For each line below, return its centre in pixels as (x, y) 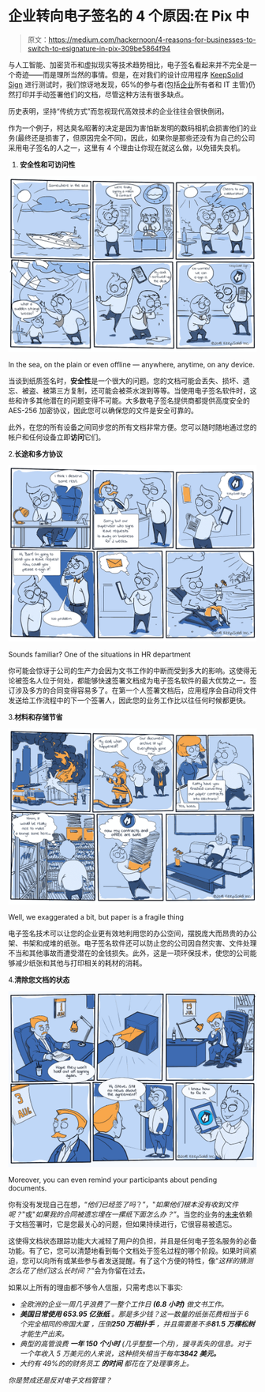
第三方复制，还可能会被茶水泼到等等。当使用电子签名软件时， (149, 391)
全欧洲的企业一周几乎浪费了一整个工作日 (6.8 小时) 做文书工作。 (124, 1304)
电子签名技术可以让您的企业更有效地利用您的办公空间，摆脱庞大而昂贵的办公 (132, 933)
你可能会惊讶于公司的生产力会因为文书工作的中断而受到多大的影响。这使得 (129, 670)
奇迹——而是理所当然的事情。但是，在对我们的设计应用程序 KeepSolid (129, 74)
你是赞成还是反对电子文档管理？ (60, 1380)
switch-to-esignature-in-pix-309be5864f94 (99, 48)
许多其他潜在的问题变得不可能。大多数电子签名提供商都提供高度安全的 (136, 401)
